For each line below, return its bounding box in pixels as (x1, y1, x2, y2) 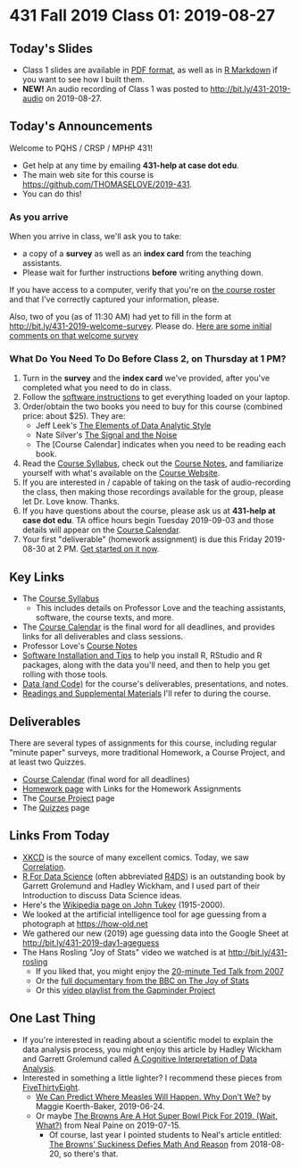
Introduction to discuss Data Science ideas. (21, 889, 183, 900)
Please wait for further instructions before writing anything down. (21, 267, 263, 278)
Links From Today (9, 828, 110, 844)
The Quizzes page (21, 803, 90, 813)
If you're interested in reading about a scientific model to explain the (21, 1034, 274, 1045)
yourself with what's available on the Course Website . (21, 468, 221, 479)
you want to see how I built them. (21, 74, 145, 85)
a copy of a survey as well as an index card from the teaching (21, 248, 252, 259)
